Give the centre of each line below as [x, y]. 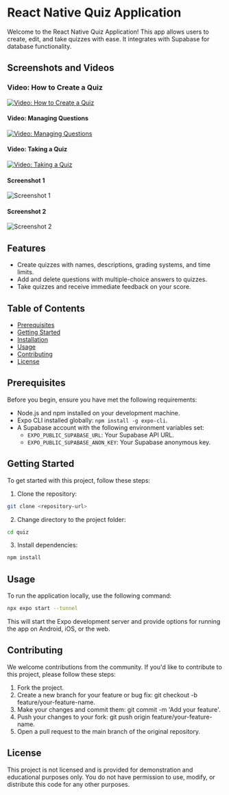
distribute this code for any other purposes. [69, 784]
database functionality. [39, 46]
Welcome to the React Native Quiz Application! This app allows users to [108, 32]
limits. [25, 272]
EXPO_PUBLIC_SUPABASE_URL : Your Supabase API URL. [101, 435]
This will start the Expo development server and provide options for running [114, 621]
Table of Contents [46, 308]
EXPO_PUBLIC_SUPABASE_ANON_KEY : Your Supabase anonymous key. [119, 442]
